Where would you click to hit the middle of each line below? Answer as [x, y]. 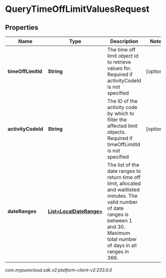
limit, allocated [124, 183]
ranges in [118, 251]
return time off [124, 177]
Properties [22, 28]
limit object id [123, 56]
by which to [121, 113]
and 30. [116, 227]
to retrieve [119, 62]
